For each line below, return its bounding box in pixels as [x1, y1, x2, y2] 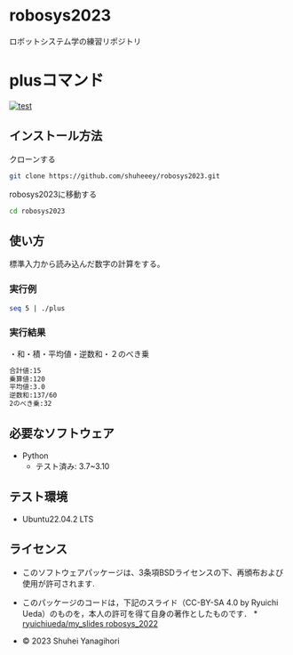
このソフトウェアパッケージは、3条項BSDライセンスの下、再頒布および [21, 567, 284, 578]
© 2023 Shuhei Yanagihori [21, 635, 120, 646]
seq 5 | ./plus [9, 303, 66, 312]
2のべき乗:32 [9, 400, 52, 408]
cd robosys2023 [9, 206, 66, 215]
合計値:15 [9, 366, 42, 375]
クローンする [9, 153, 56, 165]
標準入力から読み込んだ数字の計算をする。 [9, 259, 165, 270]
